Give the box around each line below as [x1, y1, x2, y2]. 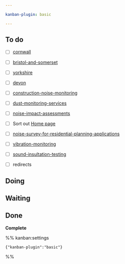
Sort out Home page [12, 121, 56, 127]
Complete [5, 225, 27, 231]
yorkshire [12, 69, 33, 76]
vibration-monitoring [12, 141, 56, 147]
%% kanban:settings [5, 234, 49, 241]
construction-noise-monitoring [12, 90, 78, 96]
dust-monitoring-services [12, 100, 67, 106]
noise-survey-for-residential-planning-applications [12, 131, 120, 137]
